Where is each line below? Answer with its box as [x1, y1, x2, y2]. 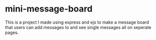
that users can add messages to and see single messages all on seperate [5, 24, 152, 30]
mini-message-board [5, 3, 93, 14]
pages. [5, 29, 19, 35]
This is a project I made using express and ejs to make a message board [5, 19, 149, 25]
